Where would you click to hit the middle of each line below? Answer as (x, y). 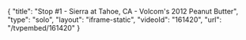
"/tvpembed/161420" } (44, 28)
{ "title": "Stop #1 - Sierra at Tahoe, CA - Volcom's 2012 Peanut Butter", (123, 11)
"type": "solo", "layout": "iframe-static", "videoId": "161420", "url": (115, 20)
